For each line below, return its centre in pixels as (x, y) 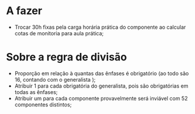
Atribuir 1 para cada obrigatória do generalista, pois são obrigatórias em (101, 86)
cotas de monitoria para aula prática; (59, 33)
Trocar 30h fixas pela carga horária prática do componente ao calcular (100, 27)
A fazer (24, 11)
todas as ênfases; (36, 92)
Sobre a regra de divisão (67, 57)
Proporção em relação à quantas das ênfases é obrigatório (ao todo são (102, 73)
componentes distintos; (43, 105)
